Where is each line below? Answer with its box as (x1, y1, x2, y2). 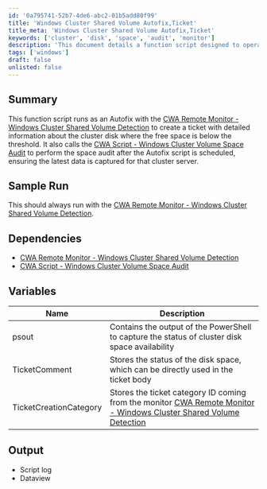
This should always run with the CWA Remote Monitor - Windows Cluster (8, 200, 248, 210)
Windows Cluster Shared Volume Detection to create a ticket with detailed (8, 122, 250, 132)
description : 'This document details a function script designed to (8, 41, 240, 49)
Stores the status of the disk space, (110, 355, 242, 365)
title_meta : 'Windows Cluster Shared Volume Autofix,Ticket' (8, 26, 215, 34)
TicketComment (12, 364, 72, 375)
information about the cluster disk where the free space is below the (8, 130, 232, 140)
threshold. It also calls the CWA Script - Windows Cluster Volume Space (8, 139, 244, 149)
